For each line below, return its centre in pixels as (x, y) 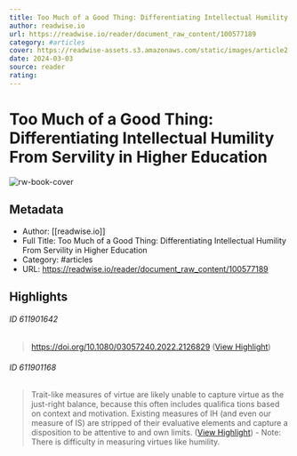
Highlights (39, 296)
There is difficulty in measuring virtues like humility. (125, 442)
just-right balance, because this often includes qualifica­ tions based (155, 404)
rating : (24, 76)
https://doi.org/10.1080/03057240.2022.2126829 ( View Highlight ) (151, 347)
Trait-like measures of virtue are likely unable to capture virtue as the (157, 395)
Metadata (36, 210)
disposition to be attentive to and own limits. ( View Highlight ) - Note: (156, 433)
